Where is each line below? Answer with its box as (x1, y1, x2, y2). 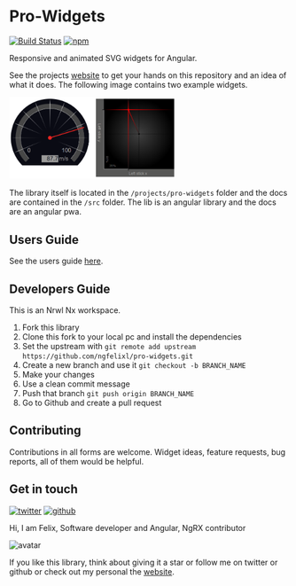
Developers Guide (9, 281, 111, 296)
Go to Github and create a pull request (21, 397, 162, 408)
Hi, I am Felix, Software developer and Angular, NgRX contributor (9, 522, 246, 533)
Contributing (9, 423, 82, 438)
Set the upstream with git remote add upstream (21, 340, 197, 351)
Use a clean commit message (21, 379, 130, 389)
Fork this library (21, 322, 80, 332)
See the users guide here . (9, 255, 104, 267)
